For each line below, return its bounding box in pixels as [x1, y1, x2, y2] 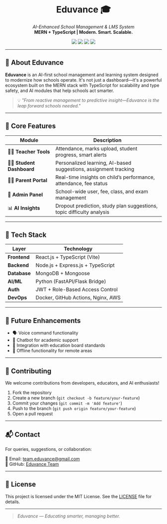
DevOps [7, 294, 27, 301]
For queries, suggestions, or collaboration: [5, 446, 92, 452]
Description [93, 136, 122, 143]
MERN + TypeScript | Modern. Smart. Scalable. [34, 29, 133, 35]
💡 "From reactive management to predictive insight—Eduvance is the [17, 97, 160, 103]
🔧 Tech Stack [5, 230, 47, 239]
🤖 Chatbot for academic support [12, 337, 79, 343]
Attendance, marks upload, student [55, 145, 138, 152]
